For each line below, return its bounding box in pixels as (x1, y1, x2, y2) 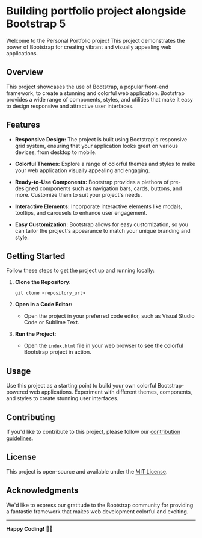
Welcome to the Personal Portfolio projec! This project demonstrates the (6, 37, 185, 44)
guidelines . (6, 434, 34, 442)
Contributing (6, 412, 55, 422)
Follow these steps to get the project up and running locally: (6, 267, 155, 274)
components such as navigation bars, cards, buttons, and (39, 185, 182, 192)
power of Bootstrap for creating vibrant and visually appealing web (6, 43, 172, 51)
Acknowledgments (6, 486, 79, 496)
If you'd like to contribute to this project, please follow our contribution (6, 428, 181, 435)
